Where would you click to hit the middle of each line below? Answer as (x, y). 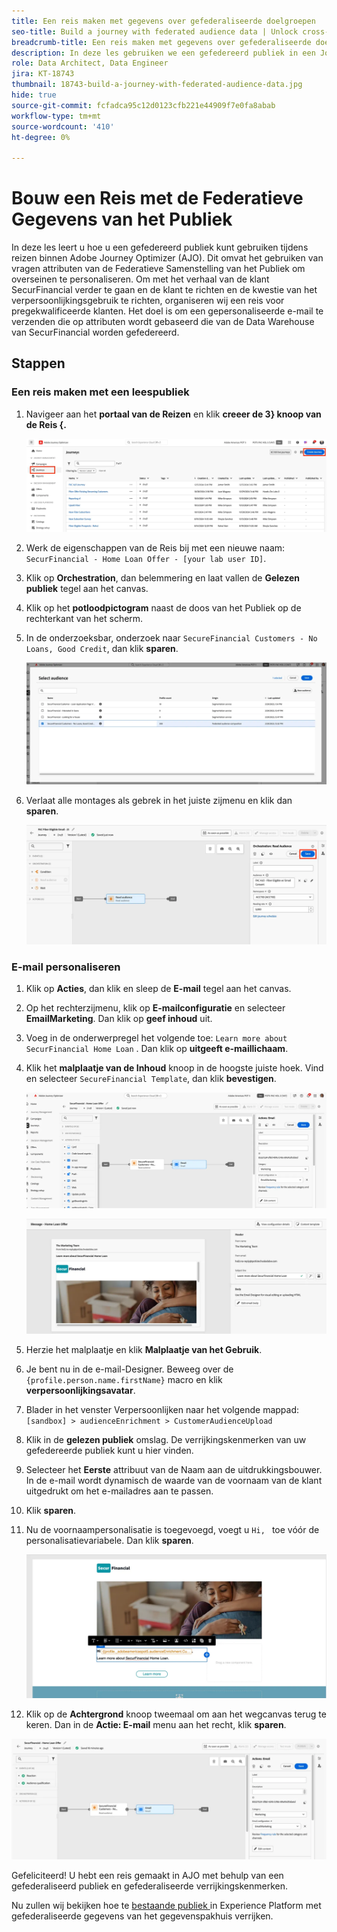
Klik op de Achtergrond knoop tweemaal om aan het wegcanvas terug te (176, 1714)
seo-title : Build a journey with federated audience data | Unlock (155, 31)
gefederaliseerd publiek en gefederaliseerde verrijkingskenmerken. (150, 1886)
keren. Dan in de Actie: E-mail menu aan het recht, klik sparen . (156, 1724)
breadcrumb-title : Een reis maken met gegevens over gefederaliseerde (161, 42)
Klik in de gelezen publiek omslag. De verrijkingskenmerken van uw (166, 1440)
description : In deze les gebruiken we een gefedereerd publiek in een (163, 53)
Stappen (38, 363)
